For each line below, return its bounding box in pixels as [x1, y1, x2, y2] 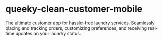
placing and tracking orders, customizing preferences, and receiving [5, 25, 147, 31]
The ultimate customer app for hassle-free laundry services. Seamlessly [5, 20, 155, 26]
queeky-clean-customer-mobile [5, 3, 143, 15]
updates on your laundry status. [15, 30, 81, 36]
